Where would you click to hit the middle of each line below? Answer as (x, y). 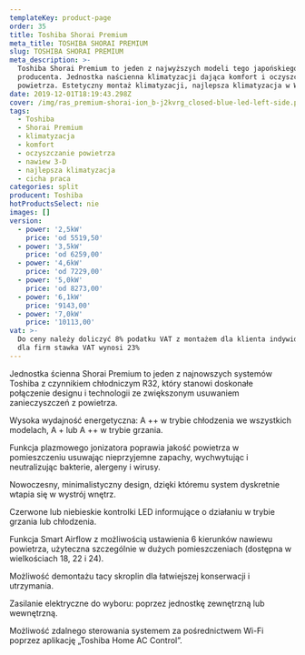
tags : (20, 111)
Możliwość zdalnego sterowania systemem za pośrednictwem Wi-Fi (137, 630)
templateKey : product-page (60, 18)
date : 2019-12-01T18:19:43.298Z (70, 94)
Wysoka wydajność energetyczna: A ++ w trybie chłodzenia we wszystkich (151, 420)
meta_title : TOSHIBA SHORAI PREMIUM (79, 43)
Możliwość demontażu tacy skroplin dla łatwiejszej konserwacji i (130, 576)
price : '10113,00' (60, 322)
